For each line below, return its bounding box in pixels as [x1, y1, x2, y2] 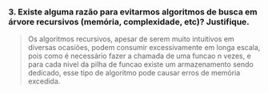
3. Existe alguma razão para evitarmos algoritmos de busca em [8, 6, 258, 17]
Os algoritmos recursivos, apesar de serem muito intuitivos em [27, 34, 234, 44]
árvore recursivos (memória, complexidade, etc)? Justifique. [8, 16, 250, 27]
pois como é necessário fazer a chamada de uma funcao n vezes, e [27, 51, 252, 61]
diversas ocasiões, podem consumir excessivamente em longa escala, [27, 43, 261, 52]
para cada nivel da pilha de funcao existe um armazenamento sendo [27, 60, 254, 69]
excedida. [27, 76, 61, 86]
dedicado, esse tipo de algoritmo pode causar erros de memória [27, 68, 241, 78]
